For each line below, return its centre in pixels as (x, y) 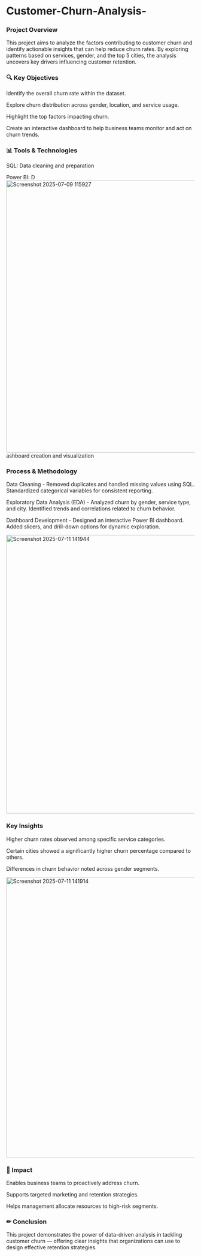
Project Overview (32, 30)
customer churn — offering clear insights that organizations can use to (93, 1241)
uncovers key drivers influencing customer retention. (71, 62)
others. (15, 857)
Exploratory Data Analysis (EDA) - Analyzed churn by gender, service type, (99, 503)
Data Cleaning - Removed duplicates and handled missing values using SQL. (100, 485)
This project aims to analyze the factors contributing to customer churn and (99, 43)
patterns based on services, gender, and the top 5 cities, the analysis (91, 56)
